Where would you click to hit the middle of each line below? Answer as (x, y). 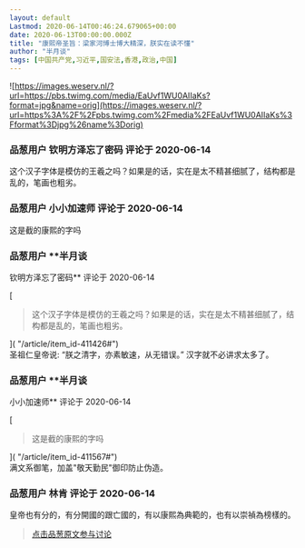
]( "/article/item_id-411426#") (64, 344)
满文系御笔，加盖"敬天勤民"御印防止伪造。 (89, 468)
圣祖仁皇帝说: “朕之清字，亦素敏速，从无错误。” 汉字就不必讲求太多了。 (142, 354)
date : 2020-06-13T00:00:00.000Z (70, 35)
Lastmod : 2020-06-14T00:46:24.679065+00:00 (93, 26)
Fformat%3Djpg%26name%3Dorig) (76, 125)
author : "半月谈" (40, 52)
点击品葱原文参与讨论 (71, 534)
